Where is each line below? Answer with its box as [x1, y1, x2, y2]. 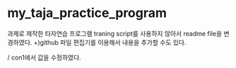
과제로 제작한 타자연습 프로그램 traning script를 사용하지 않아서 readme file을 [7, 29, 223, 38]
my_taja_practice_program [7, 5, 167, 21]
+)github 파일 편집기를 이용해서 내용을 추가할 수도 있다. [33, 38, 187, 47]
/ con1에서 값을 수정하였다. [7, 53, 81, 62]
